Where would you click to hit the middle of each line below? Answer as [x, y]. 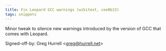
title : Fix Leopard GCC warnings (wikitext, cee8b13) [62, 10]
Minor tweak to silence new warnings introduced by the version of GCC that [83, 28]
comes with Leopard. [27, 34]
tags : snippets [21, 14]
